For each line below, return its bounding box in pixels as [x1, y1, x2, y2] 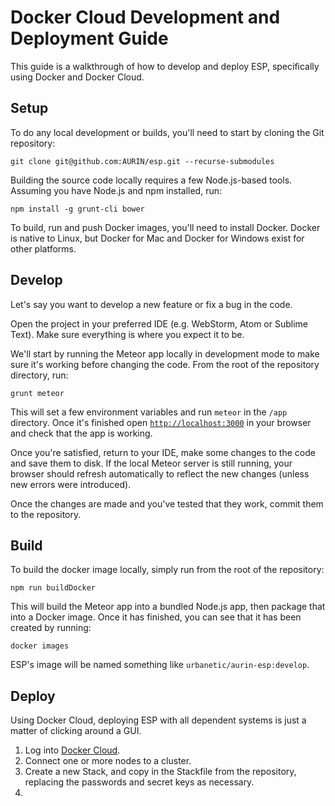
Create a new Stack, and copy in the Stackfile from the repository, [24, 766, 297, 778]
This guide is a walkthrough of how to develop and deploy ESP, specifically [10, 60, 320, 72]
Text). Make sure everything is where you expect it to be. [10, 328, 245, 340]
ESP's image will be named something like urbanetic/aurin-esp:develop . [10, 659, 310, 671]
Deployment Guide [10, 27, 169, 50]
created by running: [10, 622, 92, 634]
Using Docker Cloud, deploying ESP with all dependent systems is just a [10, 714, 307, 726]
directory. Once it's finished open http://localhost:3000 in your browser [10, 416, 312, 428]
